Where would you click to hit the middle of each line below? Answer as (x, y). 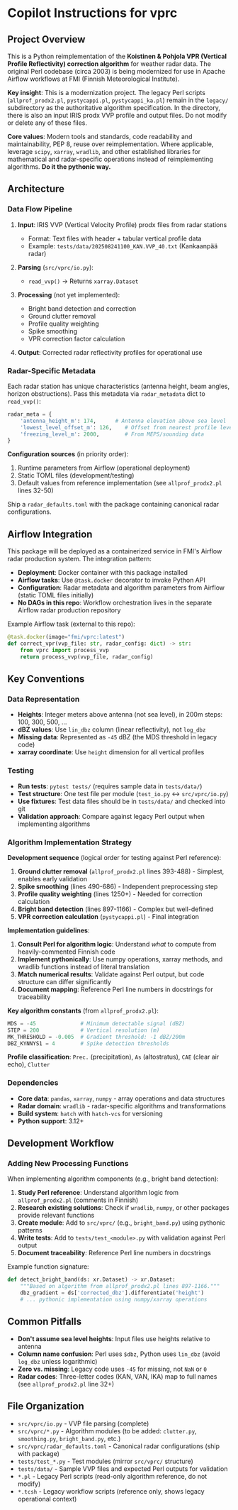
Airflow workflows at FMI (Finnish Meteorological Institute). (93, 79)
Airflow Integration (50, 534)
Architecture (36, 189)
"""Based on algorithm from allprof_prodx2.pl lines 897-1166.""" (120, 1286)
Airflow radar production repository (69, 610)
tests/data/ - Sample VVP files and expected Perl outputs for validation (123, 1468)
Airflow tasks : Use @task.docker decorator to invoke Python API (111, 580)
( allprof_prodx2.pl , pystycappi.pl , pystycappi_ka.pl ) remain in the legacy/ (118, 100)
